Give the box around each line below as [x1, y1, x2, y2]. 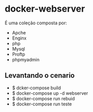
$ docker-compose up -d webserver [12, 90, 88, 96]
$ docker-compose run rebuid [12, 95, 75, 101]
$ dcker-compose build [12, 85, 61, 91]
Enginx [12, 35, 27, 41]
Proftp [12, 51, 26, 57]
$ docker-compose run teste [12, 101, 72, 107]
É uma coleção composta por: [5, 20, 67, 26]
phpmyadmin [12, 56, 40, 62]
